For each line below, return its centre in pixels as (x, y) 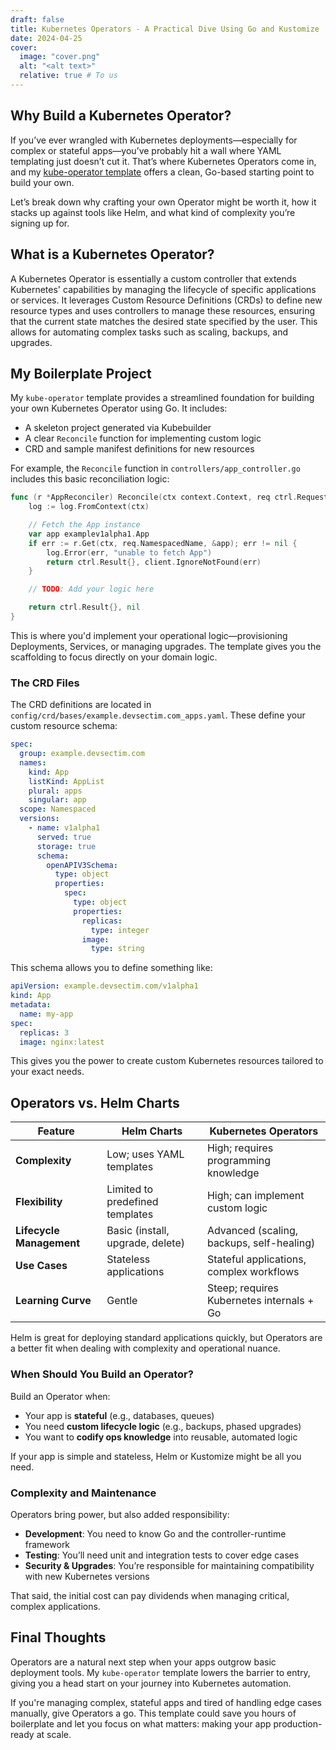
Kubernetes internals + (260, 1301)
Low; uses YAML (145, 1154)
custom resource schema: (64, 726)
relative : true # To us (68, 76)
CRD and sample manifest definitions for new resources (139, 449)
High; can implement (255, 1196)
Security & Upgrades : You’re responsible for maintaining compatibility (169, 1565)
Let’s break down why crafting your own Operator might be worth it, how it (163, 202)
